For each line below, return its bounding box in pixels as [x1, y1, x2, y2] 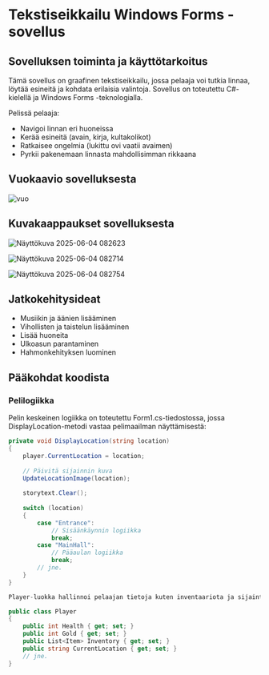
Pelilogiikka [8, 395, 54, 406]
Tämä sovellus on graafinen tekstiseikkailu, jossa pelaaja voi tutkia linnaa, [8, 76, 251, 85]
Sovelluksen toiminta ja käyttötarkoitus [8, 54, 208, 68]
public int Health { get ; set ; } [22, 622, 134, 630]
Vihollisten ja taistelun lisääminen [19, 322, 130, 331]
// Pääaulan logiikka [50, 548, 124, 557]
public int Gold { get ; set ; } [22, 630, 127, 638]
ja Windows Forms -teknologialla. [33, 93, 143, 102]
